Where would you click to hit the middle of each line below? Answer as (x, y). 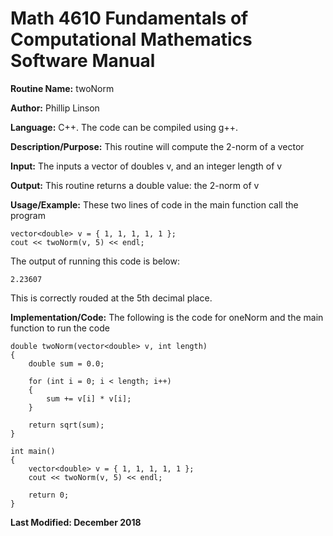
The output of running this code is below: (95, 261)
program (28, 215)
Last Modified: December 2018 (76, 522)
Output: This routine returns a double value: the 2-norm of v (135, 185)
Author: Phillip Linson (55, 108)
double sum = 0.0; (66, 363)
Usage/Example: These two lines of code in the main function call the (154, 204)
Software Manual (83, 61)
